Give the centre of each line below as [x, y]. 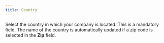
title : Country [21, 10]
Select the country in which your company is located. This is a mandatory [82, 24]
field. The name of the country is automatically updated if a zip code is [79, 30]
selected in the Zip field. [31, 35]
